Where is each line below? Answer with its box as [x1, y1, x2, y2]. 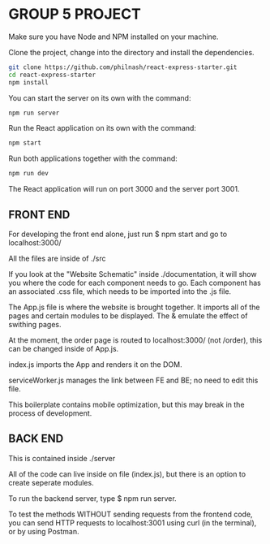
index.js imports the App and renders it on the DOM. [8, 360, 182, 369]
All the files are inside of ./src [8, 253, 106, 263]
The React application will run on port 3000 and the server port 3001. [8, 184, 240, 194]
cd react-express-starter [8, 71, 96, 79]
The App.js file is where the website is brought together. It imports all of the [8, 302, 260, 312]
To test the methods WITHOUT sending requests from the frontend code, [8, 509, 253, 519]
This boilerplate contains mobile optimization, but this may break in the [8, 399, 245, 409]
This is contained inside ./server [8, 453, 116, 463]
